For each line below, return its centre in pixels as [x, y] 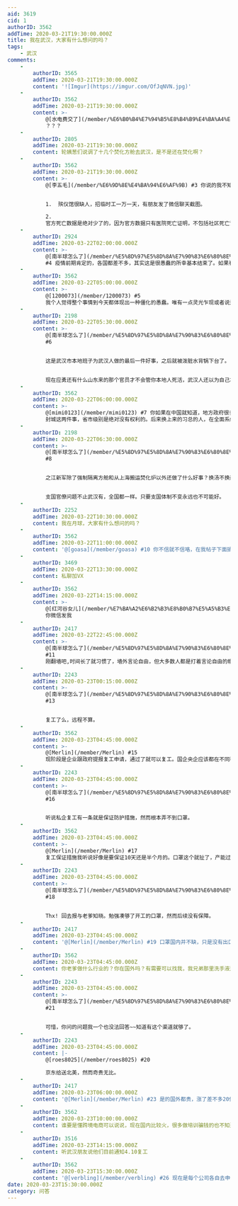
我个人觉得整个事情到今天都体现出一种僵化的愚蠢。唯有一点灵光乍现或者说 [137, 302]
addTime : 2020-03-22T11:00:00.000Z [85, 543]
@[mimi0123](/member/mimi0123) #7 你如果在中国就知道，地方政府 [135, 413]
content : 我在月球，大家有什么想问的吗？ [87, 523]
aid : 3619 [22, 14]
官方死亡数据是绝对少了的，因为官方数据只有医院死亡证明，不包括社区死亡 [137, 224]
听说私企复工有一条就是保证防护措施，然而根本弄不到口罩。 [119, 818]
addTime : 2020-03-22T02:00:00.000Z [85, 243]
